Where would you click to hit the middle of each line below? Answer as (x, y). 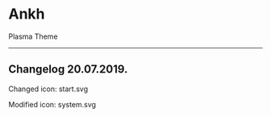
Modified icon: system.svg (52, 104)
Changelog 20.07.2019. (68, 69)
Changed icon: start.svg (48, 89)
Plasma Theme (33, 36)
